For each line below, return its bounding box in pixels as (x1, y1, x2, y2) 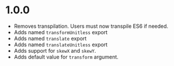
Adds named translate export (13, 35, 87, 42)
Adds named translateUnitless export (13, 41, 108, 48)
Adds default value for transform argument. (13, 53, 119, 60)
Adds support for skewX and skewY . (13, 47, 96, 54)
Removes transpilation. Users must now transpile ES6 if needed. (13, 23, 169, 30)
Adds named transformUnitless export (13, 28, 108, 35)
